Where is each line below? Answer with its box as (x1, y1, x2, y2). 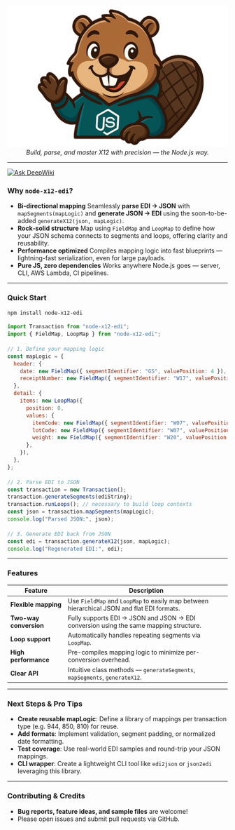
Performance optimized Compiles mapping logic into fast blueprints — (17, 246, 222, 255)
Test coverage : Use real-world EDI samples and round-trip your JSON (17, 744, 220, 753)
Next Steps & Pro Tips (7, 699, 83, 709)
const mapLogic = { (7, 353, 64, 360)
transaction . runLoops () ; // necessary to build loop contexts (7, 501, 192, 508)
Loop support (10, 634, 51, 643)
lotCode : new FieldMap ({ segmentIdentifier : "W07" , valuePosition (32, 427, 230, 434)
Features (7, 568, 38, 578)
